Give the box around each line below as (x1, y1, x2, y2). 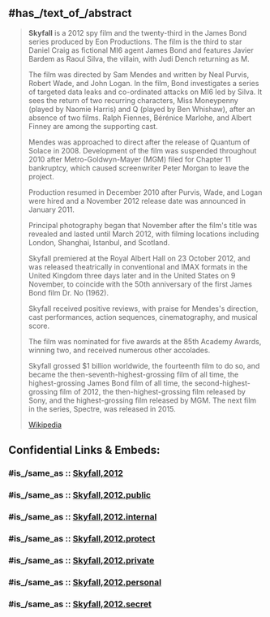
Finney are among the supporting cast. (28, 121, 158, 131)
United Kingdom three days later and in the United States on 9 (28, 270, 236, 280)
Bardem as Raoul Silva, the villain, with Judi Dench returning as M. (28, 54, 250, 63)
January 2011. (28, 205, 75, 214)
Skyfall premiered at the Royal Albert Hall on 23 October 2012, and (28, 253, 251, 263)
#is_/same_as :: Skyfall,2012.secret (8, 598, 152, 610)
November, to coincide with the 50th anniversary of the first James (28, 279, 253, 289)
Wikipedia (28, 420, 62, 429)
